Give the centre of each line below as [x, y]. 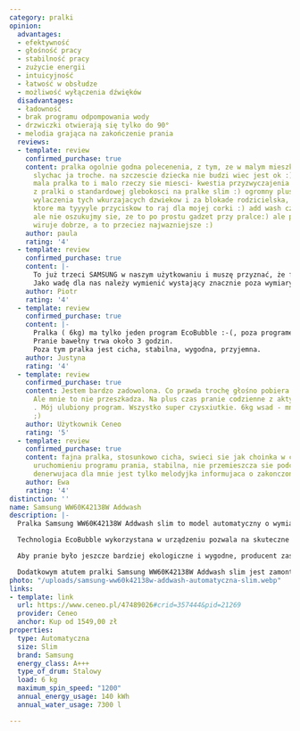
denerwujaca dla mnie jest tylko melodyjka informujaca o [143, 474]
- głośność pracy [50, 51]
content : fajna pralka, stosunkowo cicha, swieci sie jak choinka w [155, 457]
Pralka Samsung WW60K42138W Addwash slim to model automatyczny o [143, 524]
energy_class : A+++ [54, 663]
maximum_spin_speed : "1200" [70, 688]
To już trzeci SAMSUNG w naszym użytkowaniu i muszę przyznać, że [159, 275]
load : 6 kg [37, 680]
